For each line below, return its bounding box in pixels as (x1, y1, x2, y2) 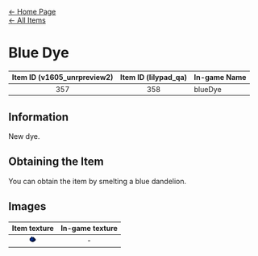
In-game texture (60, 224, 119, 233)
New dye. (8, 132, 40, 141)
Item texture (11, 224, 54, 233)
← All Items (8, 15, 46, 25)
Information (8, 110, 69, 124)
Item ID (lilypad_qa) (119, 73, 188, 82)
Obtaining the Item (8, 155, 104, 169)
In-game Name (193, 73, 247, 82)
